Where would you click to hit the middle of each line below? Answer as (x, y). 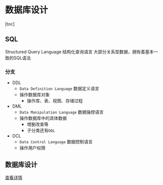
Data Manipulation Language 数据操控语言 (61, 112)
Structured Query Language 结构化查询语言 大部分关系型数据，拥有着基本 (80, 51)
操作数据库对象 (35, 95)
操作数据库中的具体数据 (43, 118)
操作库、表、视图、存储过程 (55, 101)
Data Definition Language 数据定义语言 (59, 89)
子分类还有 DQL (41, 131)
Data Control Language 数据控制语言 (56, 142)
